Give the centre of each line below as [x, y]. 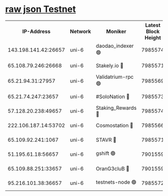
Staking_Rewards [116, 108]
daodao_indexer [115, 46]
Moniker [116, 31]
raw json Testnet [40, 9]
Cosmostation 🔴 [114, 125]
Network [80, 31]
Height [153, 38]
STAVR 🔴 [106, 140]
